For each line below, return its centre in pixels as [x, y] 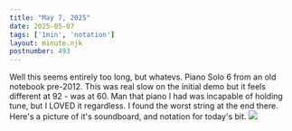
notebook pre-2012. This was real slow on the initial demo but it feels [138, 87]
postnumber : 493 [40, 51]
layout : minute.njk [46, 43]
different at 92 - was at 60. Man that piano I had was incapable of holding [146, 97]
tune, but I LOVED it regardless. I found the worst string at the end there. [144, 106]
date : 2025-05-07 [42, 26]
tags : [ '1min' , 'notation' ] [62, 34]
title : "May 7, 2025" [50, 18]
